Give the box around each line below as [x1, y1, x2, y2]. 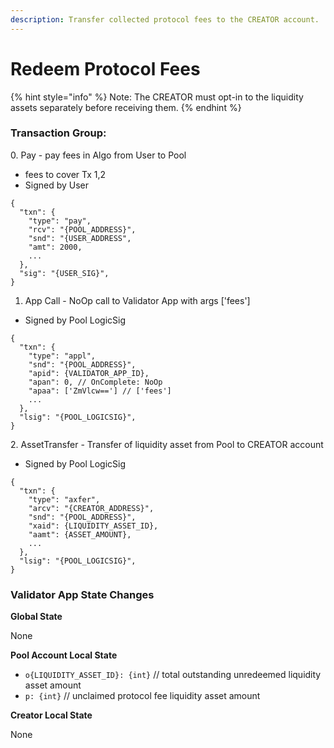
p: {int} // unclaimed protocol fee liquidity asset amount [24, 690, 261, 702]
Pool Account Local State [10, 649, 118, 661]
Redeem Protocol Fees [10, 57, 201, 80]
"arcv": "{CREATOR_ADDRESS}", [28, 503, 155, 513]
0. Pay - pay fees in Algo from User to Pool [10, 149, 187, 161]
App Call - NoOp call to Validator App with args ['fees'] [24, 294, 251, 306]
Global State [10, 611, 63, 623]
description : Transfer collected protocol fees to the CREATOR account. [10, 14, 320, 25]
